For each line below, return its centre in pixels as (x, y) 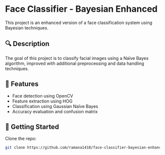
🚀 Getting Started (32, 127)
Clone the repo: (21, 139)
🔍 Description (27, 44)
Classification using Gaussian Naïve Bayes (55, 106)
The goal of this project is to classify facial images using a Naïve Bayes (77, 58)
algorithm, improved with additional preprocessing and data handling (75, 63)
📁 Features (22, 84)
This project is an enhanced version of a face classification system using (79, 23)
